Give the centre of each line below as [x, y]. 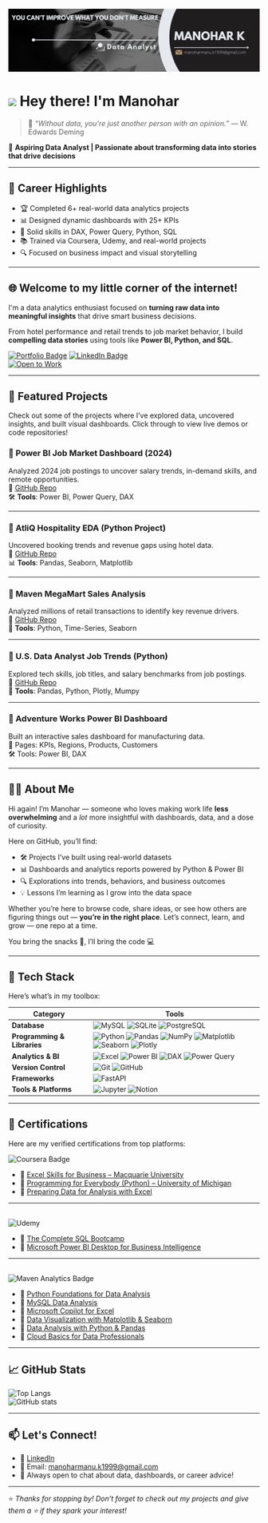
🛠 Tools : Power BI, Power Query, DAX [71, 497]
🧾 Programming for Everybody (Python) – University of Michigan [126, 1183]
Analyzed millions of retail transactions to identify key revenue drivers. [124, 611]
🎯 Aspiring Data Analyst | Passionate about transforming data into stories [132, 147]
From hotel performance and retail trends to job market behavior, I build [126, 331]
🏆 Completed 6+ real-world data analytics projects [104, 208]
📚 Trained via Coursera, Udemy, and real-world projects [113, 240]
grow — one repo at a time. [53, 925]
